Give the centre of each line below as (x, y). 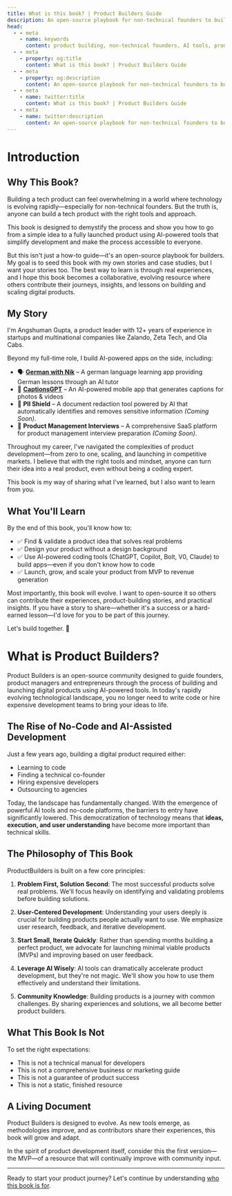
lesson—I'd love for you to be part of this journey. (99, 615)
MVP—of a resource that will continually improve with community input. (119, 1159)
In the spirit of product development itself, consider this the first (98, 1151)
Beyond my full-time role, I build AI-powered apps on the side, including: (110, 358)
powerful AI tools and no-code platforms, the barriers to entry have (103, 810)
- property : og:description (60, 78)
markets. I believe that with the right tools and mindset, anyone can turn (109, 462)
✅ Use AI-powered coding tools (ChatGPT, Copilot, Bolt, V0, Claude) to (118, 557)
